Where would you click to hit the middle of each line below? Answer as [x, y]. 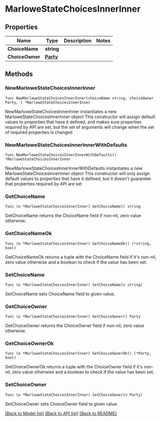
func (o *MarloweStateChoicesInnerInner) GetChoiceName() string [73, 207]
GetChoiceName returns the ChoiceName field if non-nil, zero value [73, 216]
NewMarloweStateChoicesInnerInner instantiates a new [61, 111]
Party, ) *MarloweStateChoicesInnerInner [48, 102]
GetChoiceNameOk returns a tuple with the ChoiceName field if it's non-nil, [81, 257]
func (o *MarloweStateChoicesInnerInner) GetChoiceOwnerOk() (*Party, [78, 354]
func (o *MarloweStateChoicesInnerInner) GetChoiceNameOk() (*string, [78, 243]
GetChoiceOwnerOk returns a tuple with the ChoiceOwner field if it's [74, 367]
